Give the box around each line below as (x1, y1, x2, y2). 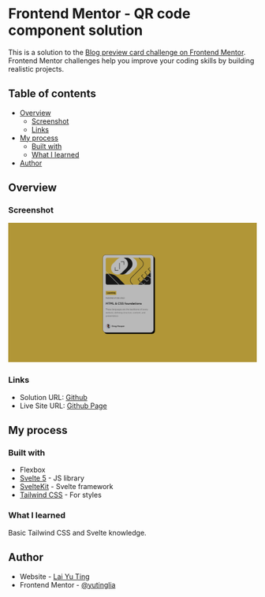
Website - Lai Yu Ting (19, 572, 90, 581)
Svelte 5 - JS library (19, 473, 85, 483)
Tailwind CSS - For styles (19, 490, 103, 500)
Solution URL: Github (19, 392, 88, 402)
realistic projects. (8, 64, 65, 73)
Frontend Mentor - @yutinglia (19, 580, 116, 589)
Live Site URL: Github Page (19, 401, 108, 410)
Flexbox (19, 465, 46, 475)
